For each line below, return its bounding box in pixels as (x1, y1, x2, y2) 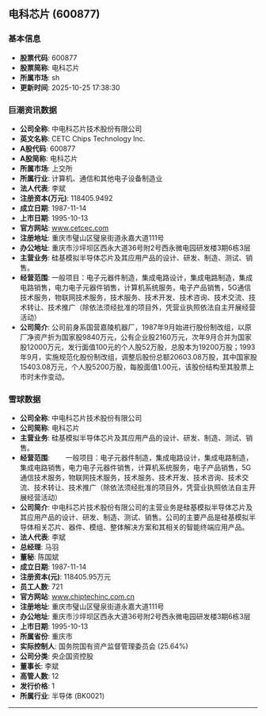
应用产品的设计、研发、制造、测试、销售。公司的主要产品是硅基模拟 (26, 513, 249, 522)
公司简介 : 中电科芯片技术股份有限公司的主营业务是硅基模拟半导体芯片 (19, 502, 246, 512)
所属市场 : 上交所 (19, 164, 73, 173)
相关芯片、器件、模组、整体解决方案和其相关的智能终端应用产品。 (33, 522, 249, 532)
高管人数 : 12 (19, 672, 59, 681)
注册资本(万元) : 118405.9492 (19, 193, 113, 202)
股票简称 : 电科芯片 (19, 63, 80, 72)
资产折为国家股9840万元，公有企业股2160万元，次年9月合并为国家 (33, 332, 252, 341)
